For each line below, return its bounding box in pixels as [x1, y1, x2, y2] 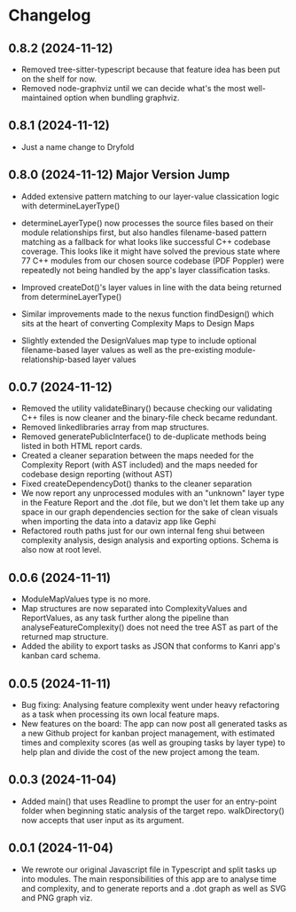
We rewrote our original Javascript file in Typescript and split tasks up [20, 864, 277, 875]
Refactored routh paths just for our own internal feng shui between [20, 525, 265, 537]
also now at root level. [20, 545, 102, 555]
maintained [20, 92, 63, 103]
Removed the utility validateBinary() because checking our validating [20, 403, 273, 413]
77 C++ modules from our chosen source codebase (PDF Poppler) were [20, 255, 284, 266]
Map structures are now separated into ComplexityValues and [20, 603, 247, 614]
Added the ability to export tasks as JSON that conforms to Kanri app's [20, 641, 281, 652]
